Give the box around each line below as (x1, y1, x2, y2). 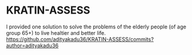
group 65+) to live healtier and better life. (6, 29, 106, 36)
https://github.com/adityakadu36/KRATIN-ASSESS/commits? (6, 35, 154, 43)
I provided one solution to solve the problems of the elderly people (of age (6, 23, 187, 30)
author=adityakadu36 (6, 42, 59, 49)
